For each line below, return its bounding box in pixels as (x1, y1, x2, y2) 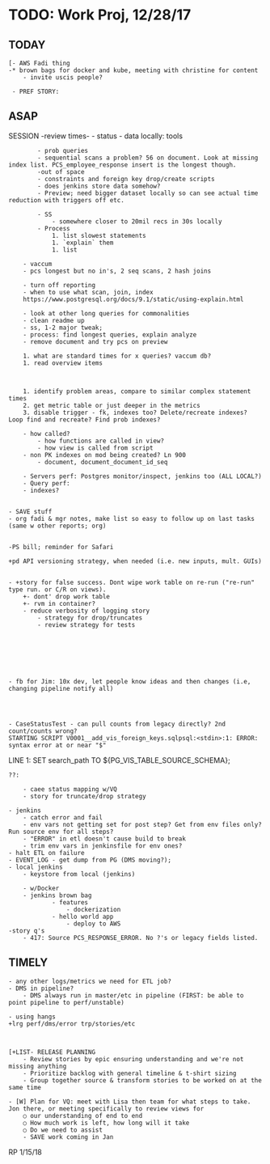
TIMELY (8, 956, 49, 970)
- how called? (23, 430, 70, 438)
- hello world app (51, 912, 114, 921)
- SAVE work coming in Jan (23, 1132, 114, 1141)
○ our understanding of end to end (23, 1111, 143, 1120)
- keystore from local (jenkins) (23, 870, 136, 878)
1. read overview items (23, 358, 103, 367)
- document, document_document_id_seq (37, 458, 168, 466)
